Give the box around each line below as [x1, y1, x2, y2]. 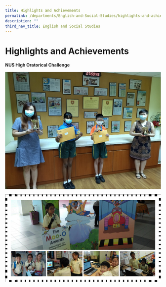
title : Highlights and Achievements [5, 8, 81, 13]
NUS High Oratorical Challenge [5, 62, 70, 68]
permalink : [5, 13, 28, 18]
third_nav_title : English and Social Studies [5, 24, 100, 29]
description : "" [5, 18, 39, 23]
